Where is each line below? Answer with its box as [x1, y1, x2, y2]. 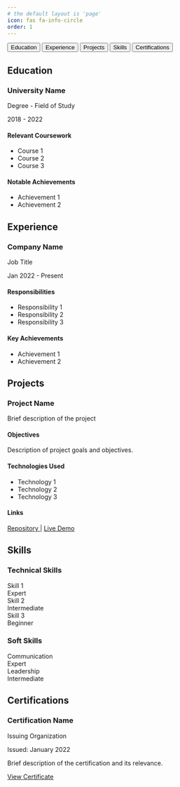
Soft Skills [7, 636, 43, 645]
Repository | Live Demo [7, 523, 75, 533]
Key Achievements [7, 334, 64, 342]
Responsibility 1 [17, 303, 63, 312]
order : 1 [7, 23, 33, 30]
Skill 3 [7, 611, 25, 620]
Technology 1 [17, 477, 56, 486]
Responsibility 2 [17, 310, 64, 319]
